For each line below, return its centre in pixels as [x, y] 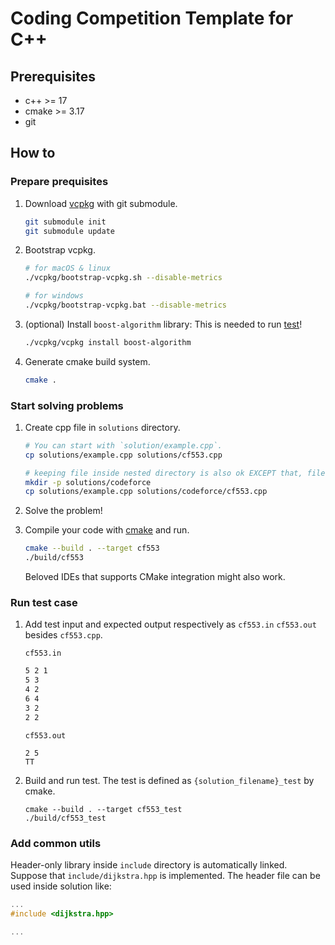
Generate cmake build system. [87, 361]
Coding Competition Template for [152, 18]
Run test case [44, 603]
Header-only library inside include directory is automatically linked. [149, 864]
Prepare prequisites [59, 182]
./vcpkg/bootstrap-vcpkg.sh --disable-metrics [123, 278]
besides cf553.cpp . [63, 635]
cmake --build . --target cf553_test [103, 809]
